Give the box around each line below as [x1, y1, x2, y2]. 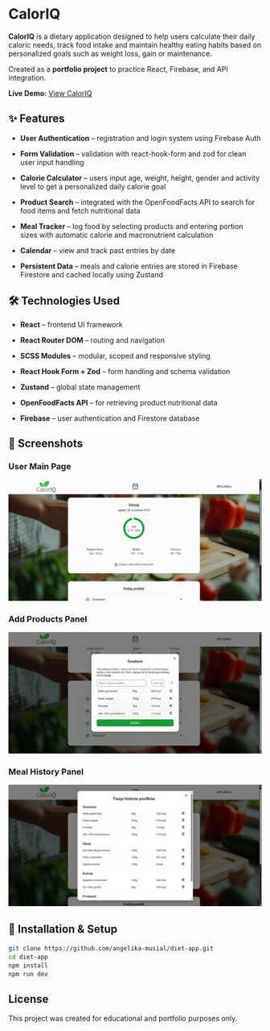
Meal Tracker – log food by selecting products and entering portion [19, 221, 243, 231]
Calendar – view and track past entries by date [19, 245, 176, 255]
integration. [8, 73, 47, 82]
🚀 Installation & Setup [8, 922, 118, 936]
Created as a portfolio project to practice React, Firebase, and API [8, 64, 229, 73]
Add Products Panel [8, 613, 88, 625]
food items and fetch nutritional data [19, 206, 141, 215]
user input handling [19, 157, 84, 167]
